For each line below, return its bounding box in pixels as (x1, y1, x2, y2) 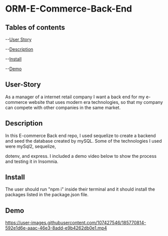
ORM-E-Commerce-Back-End (5, 3, 132, 15)
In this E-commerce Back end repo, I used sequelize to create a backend (5, 132, 156, 139)
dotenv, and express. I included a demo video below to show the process (5, 153, 157, 159)
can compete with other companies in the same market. (5, 104, 121, 110)
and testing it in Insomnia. (5, 158, 59, 164)
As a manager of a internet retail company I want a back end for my (5, 94, 145, 100)
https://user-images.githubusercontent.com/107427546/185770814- (5, 220, 146, 226)
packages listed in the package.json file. (5, 192, 89, 198)
